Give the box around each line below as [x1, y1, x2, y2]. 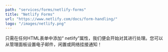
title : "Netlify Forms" [5, 12, 55, 17]
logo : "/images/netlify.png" [5, 21, 66, 26]
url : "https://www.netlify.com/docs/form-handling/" [5, 16, 118, 21]
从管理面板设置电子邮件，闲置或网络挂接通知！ [5, 42, 102, 48]
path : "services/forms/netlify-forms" [5, 7, 86, 12]
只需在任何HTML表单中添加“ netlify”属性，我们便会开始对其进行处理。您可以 [5, 35, 163, 41]
